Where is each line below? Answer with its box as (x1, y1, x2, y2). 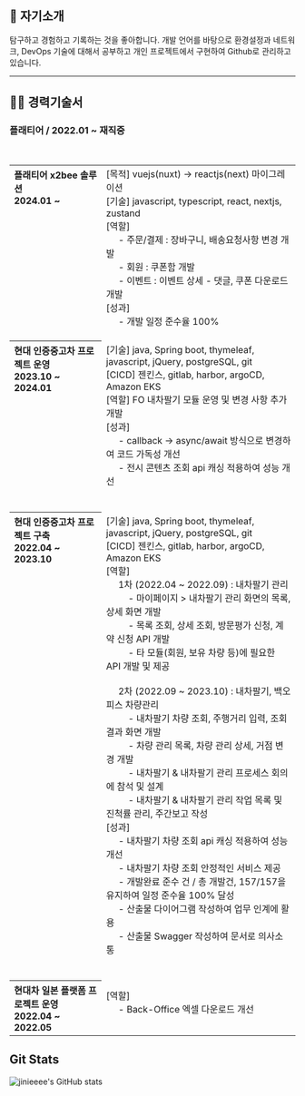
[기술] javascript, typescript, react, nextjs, (105, 194, 282, 207)
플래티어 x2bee (14, 169, 78, 181)
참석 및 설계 (116, 779, 164, 792)
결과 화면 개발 (105, 725, 162, 738)
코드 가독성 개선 (116, 447, 181, 460)
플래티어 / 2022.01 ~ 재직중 (9, 124, 125, 137)
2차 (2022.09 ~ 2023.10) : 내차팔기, (117, 684, 272, 697)
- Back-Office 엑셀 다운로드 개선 (117, 1003, 254, 1015)
